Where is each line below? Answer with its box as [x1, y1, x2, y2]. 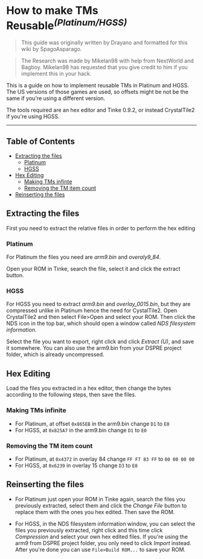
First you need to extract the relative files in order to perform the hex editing [6, 224, 195, 232]
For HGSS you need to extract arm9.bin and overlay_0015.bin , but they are [6, 301, 191, 308]
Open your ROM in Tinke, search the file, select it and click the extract [6, 265, 181, 273]
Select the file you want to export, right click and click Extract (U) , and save [6, 338, 195, 346]
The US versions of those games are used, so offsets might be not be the [6, 89, 188, 96]
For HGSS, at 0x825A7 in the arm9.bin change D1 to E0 [14, 426, 147, 433]
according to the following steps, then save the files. [6, 391, 137, 398]
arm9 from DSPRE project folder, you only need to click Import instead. [14, 539, 192, 546]
